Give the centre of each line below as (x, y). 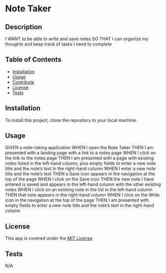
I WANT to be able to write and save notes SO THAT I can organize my (77, 39)
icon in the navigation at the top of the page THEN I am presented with (77, 200)
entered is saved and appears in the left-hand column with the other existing (83, 184)
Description (24, 27)
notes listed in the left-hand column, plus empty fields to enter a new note (81, 164)
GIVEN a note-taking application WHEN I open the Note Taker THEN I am (79, 148)
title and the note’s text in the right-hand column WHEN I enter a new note (81, 168)
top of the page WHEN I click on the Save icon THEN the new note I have (80, 179)
